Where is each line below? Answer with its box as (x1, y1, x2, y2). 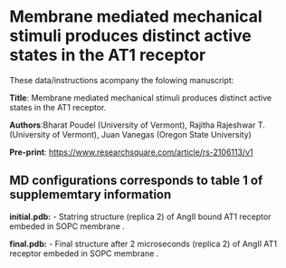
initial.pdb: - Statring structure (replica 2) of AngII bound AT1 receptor (9, 211, 272, 222)
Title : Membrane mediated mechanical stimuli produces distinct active (9, 92, 272, 103)
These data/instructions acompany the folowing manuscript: (9, 74, 234, 85)
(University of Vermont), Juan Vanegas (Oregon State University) (9, 129, 252, 139)
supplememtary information (9, 187, 172, 203)
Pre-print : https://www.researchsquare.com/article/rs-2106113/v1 (9, 147, 253, 158)
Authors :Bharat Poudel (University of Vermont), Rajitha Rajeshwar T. (9, 120, 265, 130)
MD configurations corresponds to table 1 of (9, 173, 263, 188)
